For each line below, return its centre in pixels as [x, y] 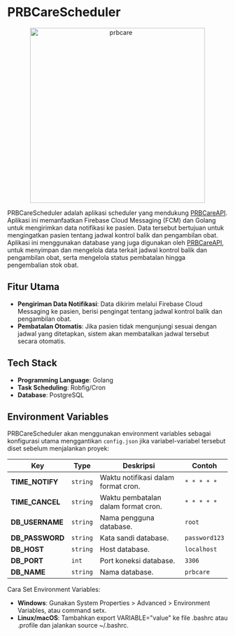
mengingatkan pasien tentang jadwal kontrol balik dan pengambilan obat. [113, 235]
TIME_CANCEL [36, 502]
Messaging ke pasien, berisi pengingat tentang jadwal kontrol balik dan [120, 311]
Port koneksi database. [137, 561]
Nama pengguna [127, 518]
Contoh [205, 466]
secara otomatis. [42, 341]
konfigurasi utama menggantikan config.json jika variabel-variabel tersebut [116, 441]
